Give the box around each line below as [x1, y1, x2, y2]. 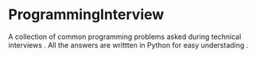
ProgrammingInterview [8, 6, 165, 24]
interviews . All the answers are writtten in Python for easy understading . [8, 40, 249, 49]
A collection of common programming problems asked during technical [8, 32, 242, 41]
